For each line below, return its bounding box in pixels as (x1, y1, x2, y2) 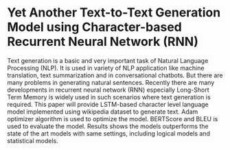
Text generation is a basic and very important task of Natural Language (7, 56, 209, 64)
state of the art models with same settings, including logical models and (7, 129, 211, 138)
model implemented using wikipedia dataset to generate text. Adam (7, 108, 198, 116)
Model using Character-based (7, 19, 182, 35)
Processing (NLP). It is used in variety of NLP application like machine (7, 64, 205, 72)
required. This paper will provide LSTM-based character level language (7, 100, 209, 108)
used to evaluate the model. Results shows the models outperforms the (7, 122, 209, 130)
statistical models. (7, 136, 58, 145)
